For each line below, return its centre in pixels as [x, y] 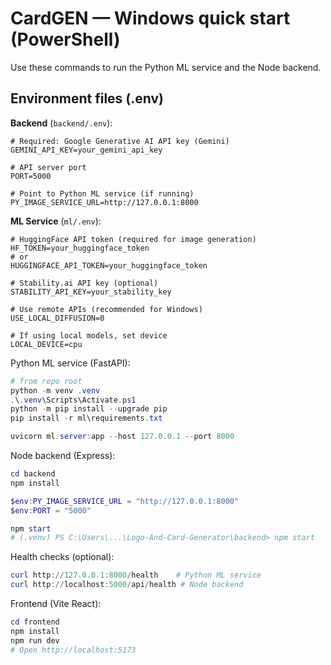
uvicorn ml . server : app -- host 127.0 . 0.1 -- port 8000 [122, 437]
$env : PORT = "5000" [51, 510]
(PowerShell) [65, 39]
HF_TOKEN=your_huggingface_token [80, 248]
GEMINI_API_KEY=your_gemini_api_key [86, 150]
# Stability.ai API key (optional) [84, 283]
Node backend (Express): [63, 455]
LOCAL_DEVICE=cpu [46, 344]
